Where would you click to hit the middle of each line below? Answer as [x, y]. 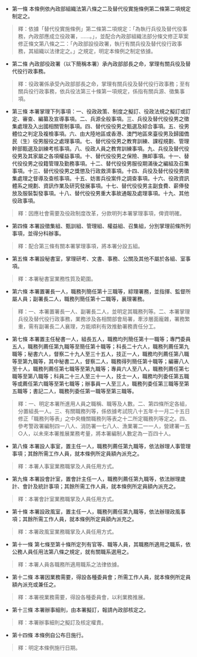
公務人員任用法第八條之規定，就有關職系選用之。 [72, 552]
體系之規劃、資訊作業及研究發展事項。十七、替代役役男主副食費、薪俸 [98, 186]
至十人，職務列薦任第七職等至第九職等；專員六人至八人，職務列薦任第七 [100, 369]
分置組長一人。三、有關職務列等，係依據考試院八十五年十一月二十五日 [104, 411]
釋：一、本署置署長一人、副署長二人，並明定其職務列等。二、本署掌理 [104, 312]
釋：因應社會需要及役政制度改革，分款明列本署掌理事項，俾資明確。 [101, 213]
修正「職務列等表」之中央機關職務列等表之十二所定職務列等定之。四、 [104, 419]
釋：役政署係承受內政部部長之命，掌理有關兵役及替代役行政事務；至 [101, 84]
